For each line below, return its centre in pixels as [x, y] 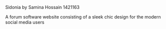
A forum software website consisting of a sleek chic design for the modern [83, 17]
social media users [25, 22]
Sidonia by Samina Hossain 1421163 [43, 7]
